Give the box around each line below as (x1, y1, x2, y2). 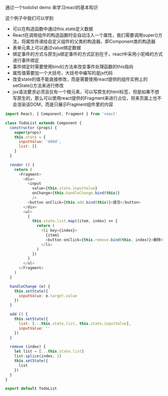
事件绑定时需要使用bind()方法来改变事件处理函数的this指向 (12, 63, 134, 70)
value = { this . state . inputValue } (32, 186, 98, 191)
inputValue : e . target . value (18, 293, 78, 298)
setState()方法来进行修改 (12, 83, 64, 88)
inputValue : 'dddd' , (18, 139, 62, 145)
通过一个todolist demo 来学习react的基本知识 (5, 5, 98, 10)
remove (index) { (10, 344, 46, 349)
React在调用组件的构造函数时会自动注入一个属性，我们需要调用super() (12, 32, 158, 38)
